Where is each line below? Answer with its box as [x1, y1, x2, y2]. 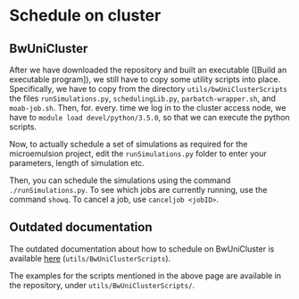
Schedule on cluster [9, 5, 162, 26]
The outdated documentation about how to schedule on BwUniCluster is [9, 243, 275, 254]
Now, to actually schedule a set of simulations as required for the [9, 139, 248, 149]
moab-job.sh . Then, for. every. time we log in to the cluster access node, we [9, 103, 287, 112]
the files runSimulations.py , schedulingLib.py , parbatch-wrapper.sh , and [9, 93, 277, 104]
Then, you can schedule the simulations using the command [9, 175, 231, 186]
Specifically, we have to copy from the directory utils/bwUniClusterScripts [9, 84, 288, 94]
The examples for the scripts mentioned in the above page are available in [9, 270, 282, 281]
